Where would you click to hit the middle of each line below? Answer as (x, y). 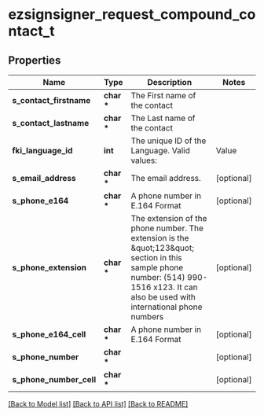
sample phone (157, 267)
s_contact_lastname (51, 123)
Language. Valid (160, 151)
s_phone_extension (49, 267)
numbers (147, 317)
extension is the (160, 238)
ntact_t (31, 31)
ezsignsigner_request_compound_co (132, 15)
